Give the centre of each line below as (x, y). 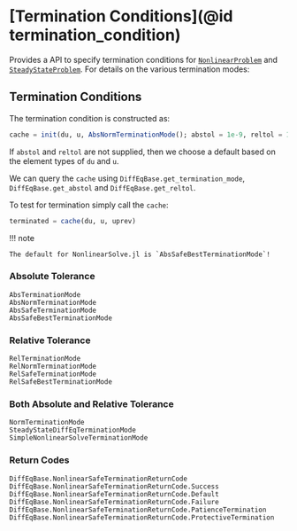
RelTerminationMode (45, 359)
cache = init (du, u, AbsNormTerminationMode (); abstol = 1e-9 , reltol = (146, 135)
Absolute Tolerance (52, 277)
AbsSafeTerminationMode (53, 310)
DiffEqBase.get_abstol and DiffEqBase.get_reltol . (103, 187)
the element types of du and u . (64, 160)
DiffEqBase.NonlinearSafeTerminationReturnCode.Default (114, 494)
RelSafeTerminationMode (53, 374)
